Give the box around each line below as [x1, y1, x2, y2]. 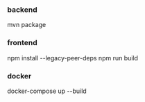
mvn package [7, 21, 46, 29]
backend [7, 5, 37, 15]
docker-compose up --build [7, 87, 87, 95]
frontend [7, 38, 38, 48]
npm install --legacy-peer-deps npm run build [7, 53, 139, 62]
